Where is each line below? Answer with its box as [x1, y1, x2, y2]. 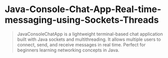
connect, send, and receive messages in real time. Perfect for [17, 41, 146, 47]
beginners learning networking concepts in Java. [17, 47, 119, 53]
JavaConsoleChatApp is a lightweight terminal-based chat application [17, 31, 163, 37]
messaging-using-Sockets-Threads [5, 14, 159, 26]
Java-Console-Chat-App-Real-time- [5, 4, 161, 15]
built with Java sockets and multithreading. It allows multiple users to [17, 36, 161, 42]
